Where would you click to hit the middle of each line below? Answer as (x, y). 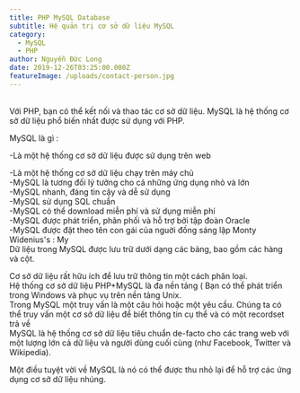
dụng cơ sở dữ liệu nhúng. (57, 379)
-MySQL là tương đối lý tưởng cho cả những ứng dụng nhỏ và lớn (129, 182)
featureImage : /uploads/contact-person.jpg (92, 76)
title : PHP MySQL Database (60, 17)
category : (28, 34)
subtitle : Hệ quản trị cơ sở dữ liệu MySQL (92, 26)
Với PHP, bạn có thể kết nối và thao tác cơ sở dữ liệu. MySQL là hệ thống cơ (149, 111)
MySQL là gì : (34, 138)
